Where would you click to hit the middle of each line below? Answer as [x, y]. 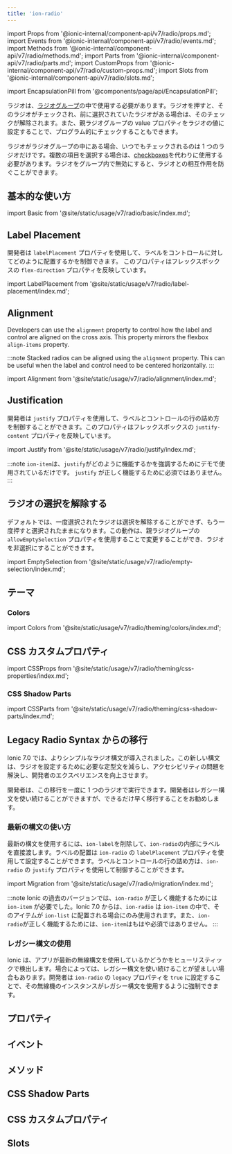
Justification [35, 401]
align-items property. [38, 345]
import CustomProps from [111, 62]
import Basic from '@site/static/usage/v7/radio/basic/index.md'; [99, 213]
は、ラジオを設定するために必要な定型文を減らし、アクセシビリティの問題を [116, 767]
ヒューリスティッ [198, 960]
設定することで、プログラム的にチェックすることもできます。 [95, 131]
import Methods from [37, 48]
